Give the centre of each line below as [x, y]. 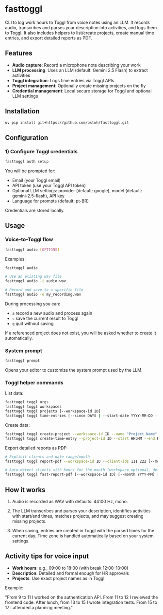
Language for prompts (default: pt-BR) [50, 201]
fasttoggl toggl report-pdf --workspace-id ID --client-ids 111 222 [76, 461]
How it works [25, 490]
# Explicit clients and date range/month [48, 457]
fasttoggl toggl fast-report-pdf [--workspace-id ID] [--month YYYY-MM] [80, 475]
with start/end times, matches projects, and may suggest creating [78, 516]
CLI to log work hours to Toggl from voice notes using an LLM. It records [78, 22]
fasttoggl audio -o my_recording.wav [43, 295]
